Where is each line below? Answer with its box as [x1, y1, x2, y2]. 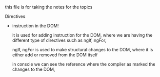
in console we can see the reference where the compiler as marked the [12, 62, 156, 67]
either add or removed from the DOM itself [12, 52, 98, 58]
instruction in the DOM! [12, 23, 59, 29]
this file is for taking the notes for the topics [5, 4, 93, 10]
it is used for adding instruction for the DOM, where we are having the [12, 32, 153, 38]
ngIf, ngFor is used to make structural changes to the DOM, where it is [12, 47, 153, 52]
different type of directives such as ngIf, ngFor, [12, 37, 106, 43]
